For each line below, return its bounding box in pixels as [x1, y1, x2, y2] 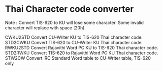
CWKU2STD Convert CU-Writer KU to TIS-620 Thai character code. [5, 34, 143, 40]
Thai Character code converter [5, 3, 134, 15]
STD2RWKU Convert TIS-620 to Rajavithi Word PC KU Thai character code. [5, 50, 159, 56]
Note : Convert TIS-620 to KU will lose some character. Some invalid [5, 20, 144, 25]
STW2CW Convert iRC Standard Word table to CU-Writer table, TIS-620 [5, 55, 151, 61]
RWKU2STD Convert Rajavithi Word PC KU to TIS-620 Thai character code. [5, 45, 159, 50]
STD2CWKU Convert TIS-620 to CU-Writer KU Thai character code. [5, 39, 143, 45]
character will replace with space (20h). [5, 24, 86, 30]
